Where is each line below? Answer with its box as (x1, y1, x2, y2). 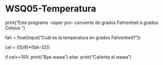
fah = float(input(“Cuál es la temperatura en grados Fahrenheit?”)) (5, 34, 141, 40)
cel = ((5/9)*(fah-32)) (5, 44, 50, 50)
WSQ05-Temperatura (5, 3, 96, 14)
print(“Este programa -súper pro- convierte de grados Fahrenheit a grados (5, 19, 159, 25)
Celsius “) (5, 24, 25, 30)
